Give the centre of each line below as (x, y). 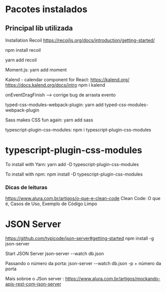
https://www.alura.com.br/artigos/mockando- (113, 279)
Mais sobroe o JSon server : (35, 279)
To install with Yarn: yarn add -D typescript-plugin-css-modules (72, 164)
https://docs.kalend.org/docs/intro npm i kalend (55, 85)
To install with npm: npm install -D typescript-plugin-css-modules (74, 174)
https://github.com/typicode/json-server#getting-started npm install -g (80, 238)
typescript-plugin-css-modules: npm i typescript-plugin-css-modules (78, 130)
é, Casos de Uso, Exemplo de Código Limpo (51, 204)
